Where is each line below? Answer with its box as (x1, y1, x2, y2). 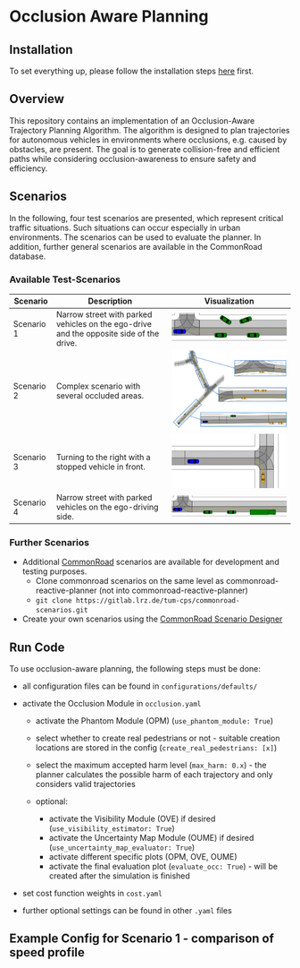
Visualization (204, 296, 254, 306)
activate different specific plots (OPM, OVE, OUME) (48, 851, 238, 861)
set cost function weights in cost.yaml (21, 887, 162, 898)
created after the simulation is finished (48, 870, 190, 881)
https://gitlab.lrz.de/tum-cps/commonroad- (75, 596, 240, 605)
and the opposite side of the (56, 328, 160, 338)
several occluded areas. (56, 390, 145, 400)
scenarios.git (35, 606, 88, 615)
